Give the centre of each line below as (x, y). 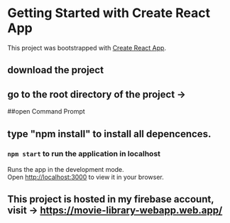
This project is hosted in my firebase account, (111, 199)
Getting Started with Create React (109, 13)
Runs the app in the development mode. (66, 169)
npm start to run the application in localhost (84, 154)
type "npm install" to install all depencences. (109, 134)
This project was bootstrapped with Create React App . (87, 48)
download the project (56, 70)
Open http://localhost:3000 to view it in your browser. (86, 177)
